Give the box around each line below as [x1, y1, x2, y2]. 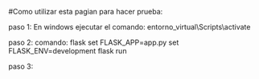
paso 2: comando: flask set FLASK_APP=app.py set [8, 38, 179, 47]
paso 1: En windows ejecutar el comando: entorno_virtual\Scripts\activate [8, 22, 251, 31]
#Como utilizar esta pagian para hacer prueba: [8, 7, 163, 16]
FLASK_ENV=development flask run [8, 46, 127, 55]
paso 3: [8, 61, 34, 71]
